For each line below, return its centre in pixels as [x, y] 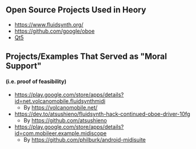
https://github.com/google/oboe [54, 31]
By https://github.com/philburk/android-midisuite [85, 140]
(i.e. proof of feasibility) [36, 81]
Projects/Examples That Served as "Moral [87, 57]
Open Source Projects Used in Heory [76, 10]
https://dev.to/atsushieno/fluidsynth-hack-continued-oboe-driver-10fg [102, 114]
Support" [24, 66]
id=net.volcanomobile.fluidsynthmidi [60, 101]
